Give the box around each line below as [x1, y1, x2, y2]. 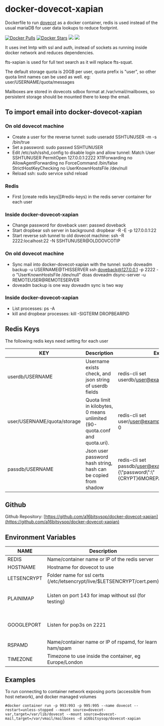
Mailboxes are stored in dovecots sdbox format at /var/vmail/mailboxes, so [5, 88, 155, 94]
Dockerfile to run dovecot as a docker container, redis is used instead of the [5, 20, 158, 25]
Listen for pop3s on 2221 [47, 622, 106, 628]
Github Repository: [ [5, 514, 45, 520]
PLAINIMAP [7, 595, 34, 602]
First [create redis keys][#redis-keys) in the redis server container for [12, 194, 152, 200]
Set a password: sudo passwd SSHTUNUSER [12, 144, 103, 150]
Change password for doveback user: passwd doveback [12, 222, 126, 228]
